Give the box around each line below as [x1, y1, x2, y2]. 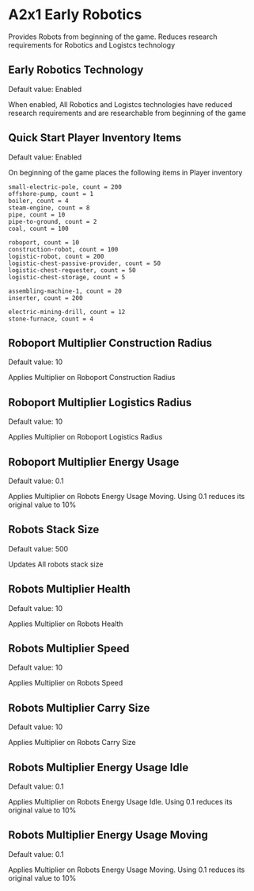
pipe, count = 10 [8, 210, 66, 219]
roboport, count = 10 [8, 238, 80, 247]
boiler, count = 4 [8, 197, 69, 205]
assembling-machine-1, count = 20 [8, 287, 123, 295]
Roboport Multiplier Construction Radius [8, 336, 212, 350]
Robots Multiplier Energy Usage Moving [8, 828, 208, 842]
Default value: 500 [8, 543, 69, 553]
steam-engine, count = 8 [8, 204, 90, 212]
